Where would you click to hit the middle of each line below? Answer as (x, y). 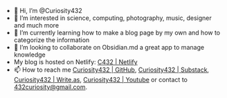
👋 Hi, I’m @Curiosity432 (48, 11)
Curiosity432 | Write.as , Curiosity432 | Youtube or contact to (101, 80)
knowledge (30, 55)
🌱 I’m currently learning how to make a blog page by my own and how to (117, 32)
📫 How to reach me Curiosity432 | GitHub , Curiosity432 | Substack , (111, 70)
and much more (36, 25)
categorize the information (52, 40)
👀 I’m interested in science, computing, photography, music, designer (113, 18)
